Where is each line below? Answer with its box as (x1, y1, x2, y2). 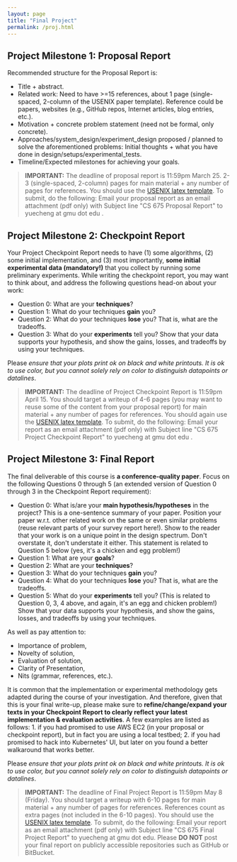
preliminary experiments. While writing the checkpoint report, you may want (7, 271, 229, 279)
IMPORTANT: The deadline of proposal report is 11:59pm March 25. (24, 172, 221, 180)
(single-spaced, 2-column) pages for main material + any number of (30, 179, 230, 188)
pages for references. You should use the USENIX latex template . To (24, 186, 224, 195)
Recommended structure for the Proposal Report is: (7, 69, 158, 77)
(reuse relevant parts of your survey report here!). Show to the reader (17, 523, 221, 532)
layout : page (7, 10, 46, 18)
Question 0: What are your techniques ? (17, 300, 134, 308)
